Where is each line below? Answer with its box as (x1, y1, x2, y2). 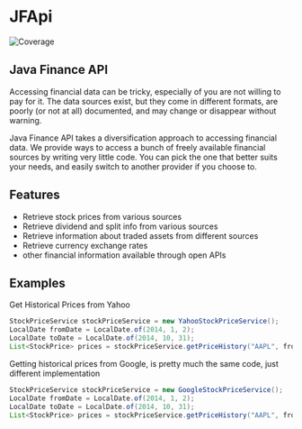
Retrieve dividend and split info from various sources (22, 221, 218, 232)
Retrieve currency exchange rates (22, 240, 148, 251)
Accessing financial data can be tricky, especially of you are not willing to (9, 86, 281, 96)
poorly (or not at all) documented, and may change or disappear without (9, 105, 277, 116)
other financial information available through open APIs (22, 250, 226, 260)
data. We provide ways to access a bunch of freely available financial (9, 141, 266, 152)
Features (9, 187, 60, 203)
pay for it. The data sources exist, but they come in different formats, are (9, 96, 279, 106)
